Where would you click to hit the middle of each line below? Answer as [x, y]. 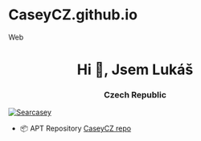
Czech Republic [135, 95]
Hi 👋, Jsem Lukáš [135, 70]
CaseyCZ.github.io [73, 15]
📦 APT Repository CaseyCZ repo [75, 129]
